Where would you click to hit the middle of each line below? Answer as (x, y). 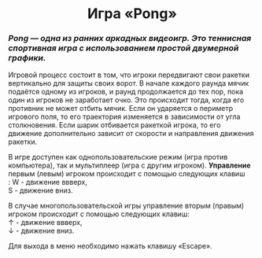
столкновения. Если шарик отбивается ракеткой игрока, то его (114, 125)
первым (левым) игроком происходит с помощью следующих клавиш (127, 174)
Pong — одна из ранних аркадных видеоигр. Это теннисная (130, 39)
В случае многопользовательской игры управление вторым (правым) (126, 206)
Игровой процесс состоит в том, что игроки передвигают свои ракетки (129, 75)
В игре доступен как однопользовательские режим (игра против (118, 157)
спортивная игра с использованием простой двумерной (124, 48)
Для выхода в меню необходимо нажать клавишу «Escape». (110, 246)
